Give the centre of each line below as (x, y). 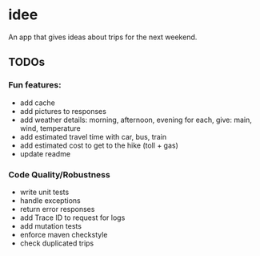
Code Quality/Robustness (59, 174)
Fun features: (35, 85)
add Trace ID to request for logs (72, 217)
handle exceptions (50, 200)
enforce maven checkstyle (64, 234)
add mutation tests (51, 226)
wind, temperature (50, 128)
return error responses (57, 209)
